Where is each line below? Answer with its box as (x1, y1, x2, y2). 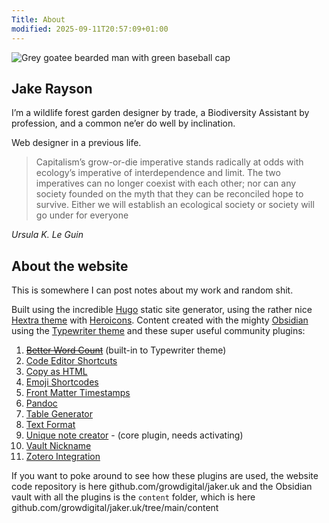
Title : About (11, 14, 66, 25)
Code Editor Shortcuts (25, 355, 118, 367)
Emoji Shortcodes (25, 376, 99, 388)
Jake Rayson (11, 80, 93, 97)
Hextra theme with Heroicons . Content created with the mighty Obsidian (11, 314, 309, 326)
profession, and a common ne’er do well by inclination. (11, 117, 236, 130)
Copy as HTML (25, 366, 88, 378)
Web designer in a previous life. (11, 137, 142, 149)
